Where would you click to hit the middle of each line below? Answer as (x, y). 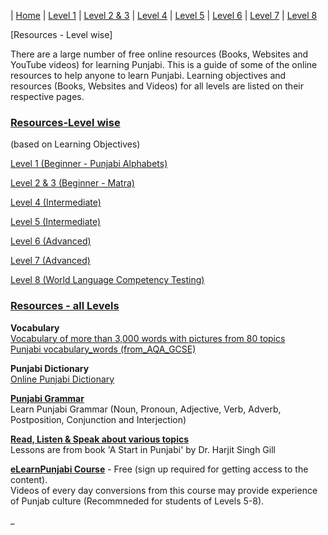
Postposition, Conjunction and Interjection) (98, 419)
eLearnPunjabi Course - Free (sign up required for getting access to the (159, 469)
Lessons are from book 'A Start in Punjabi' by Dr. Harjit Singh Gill (143, 449)
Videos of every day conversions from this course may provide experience (164, 490)
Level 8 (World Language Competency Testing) (107, 280)
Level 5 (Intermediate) (56, 222)
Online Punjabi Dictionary (62, 379)
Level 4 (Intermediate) (56, 202)
